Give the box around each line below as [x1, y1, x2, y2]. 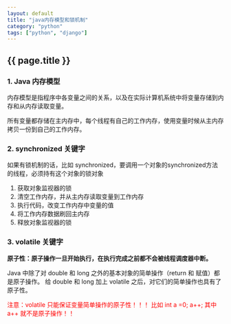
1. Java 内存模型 [7, 76, 60, 86]
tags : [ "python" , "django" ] [7, 29, 88, 36]
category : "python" [7, 23, 63, 30]
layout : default [7, 10, 54, 17]
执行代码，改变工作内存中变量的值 [16, 201, 114, 209]
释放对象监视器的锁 [16, 218, 72, 227]
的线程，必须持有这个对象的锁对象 [7, 170, 104, 178]
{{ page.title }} [7, 54, 71, 66]
